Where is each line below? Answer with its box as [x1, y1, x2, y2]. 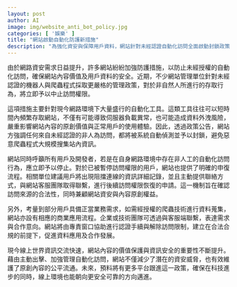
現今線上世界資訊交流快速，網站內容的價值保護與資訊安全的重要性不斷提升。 [7, 246, 230, 254]
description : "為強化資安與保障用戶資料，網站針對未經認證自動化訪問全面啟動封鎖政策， [7, 43, 236, 50]
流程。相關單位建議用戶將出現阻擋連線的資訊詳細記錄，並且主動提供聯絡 [7, 172, 217, 180]
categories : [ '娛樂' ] [7, 30, 75, 37]
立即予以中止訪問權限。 [25, 89, 94, 98]
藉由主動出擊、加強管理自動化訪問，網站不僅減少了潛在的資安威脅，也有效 [7, 255, 224, 263]
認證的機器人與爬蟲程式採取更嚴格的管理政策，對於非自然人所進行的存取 [7, 81, 217, 89]
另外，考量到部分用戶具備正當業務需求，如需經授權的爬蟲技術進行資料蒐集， [7, 205, 230, 213]
